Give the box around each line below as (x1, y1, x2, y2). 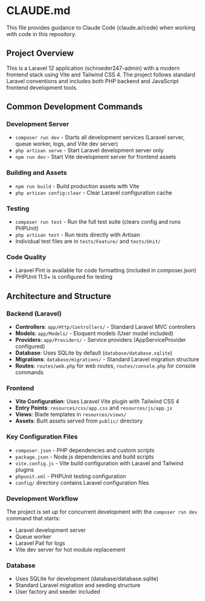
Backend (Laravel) (6, 309, 62, 318)
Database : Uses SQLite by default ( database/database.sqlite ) (15, 349, 173, 356)
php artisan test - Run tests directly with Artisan (15, 231, 141, 238)
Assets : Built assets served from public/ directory (15, 417, 143, 425)
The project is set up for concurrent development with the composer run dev (6, 508, 198, 515)
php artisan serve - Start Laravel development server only (15, 147, 164, 154)
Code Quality (6, 253, 47, 261)
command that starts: (6, 514, 61, 522)
